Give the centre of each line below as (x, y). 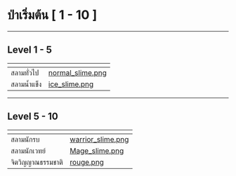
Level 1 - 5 (30, 50)
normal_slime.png (77, 72)
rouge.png (87, 162)
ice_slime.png (71, 84)
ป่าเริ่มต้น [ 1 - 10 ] (52, 15)
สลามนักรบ (25, 139)
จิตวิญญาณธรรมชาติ (37, 162)
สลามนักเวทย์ (28, 151)
